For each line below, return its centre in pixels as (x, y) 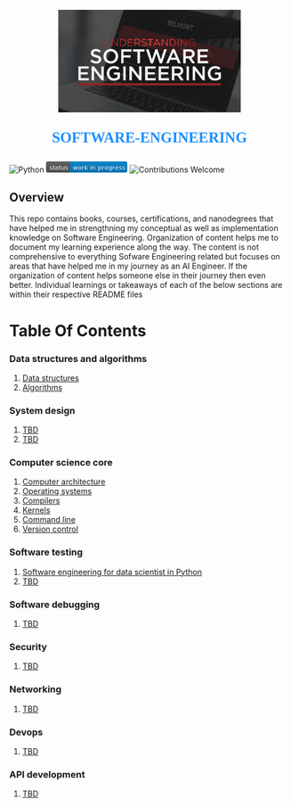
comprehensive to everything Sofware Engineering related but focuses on (145, 257)
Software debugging (55, 605)
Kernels (36, 510)
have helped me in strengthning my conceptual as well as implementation (144, 228)
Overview (37, 197)
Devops (26, 732)
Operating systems (57, 491)
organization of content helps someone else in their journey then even (137, 276)
